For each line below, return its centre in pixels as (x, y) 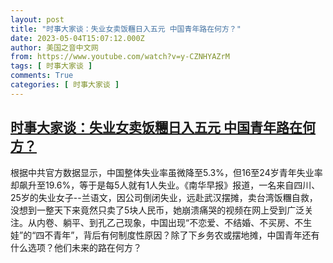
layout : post (37, 19)
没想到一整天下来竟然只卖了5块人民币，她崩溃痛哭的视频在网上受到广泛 (157, 210)
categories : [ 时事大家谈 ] (65, 85)
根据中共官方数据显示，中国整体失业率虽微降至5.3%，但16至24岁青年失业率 (166, 172)
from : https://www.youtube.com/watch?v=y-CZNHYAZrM (120, 57)
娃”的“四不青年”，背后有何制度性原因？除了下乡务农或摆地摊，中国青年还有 (165, 235)
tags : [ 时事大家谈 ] (51, 66)
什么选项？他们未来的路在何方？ (76, 247)
